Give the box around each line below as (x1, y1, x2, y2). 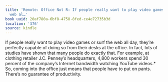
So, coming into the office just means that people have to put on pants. (5, 66, 151, 72)
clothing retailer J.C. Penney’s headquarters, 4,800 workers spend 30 (5, 55, 148, 61)
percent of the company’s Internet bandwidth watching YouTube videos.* (5, 61, 156, 67)
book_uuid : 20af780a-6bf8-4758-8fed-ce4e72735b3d (5, 16, 111, 21)
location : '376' (5, 21, 39, 26)
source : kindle (5, 26, 37, 31)
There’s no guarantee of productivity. (5, 71, 81, 77)
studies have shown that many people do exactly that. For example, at (5, 50, 149, 56)
